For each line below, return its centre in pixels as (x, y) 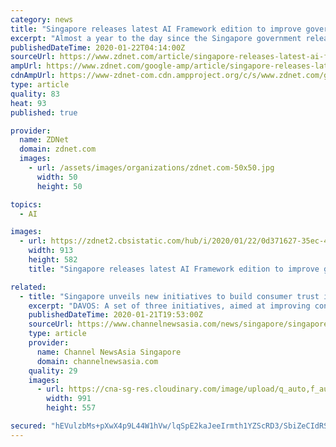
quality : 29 (53, 371)
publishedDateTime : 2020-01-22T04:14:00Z (98, 47)
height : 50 (59, 186)
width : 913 (51, 251)
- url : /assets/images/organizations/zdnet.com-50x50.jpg (151, 168)
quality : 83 (35, 94)
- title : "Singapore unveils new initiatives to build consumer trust (169, 296)
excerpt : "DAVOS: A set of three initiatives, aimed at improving (169, 306)
